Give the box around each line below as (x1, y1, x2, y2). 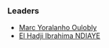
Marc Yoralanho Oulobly (18, 23, 97, 33)
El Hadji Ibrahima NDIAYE (18, 31, 101, 40)
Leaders (7, 5, 40, 16)
